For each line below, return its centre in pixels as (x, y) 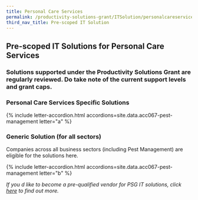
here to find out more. (32, 191)
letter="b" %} (56, 173)
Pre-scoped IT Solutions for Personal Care (85, 46)
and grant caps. (29, 87)
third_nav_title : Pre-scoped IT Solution (58, 22)
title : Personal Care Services (44, 11)
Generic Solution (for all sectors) (54, 137)
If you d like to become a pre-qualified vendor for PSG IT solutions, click (94, 185)
